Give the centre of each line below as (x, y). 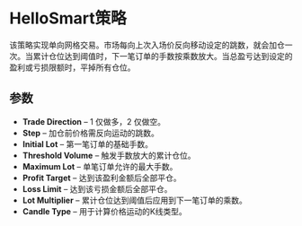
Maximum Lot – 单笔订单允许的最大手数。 (100, 166)
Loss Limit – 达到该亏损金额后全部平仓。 (97, 188)
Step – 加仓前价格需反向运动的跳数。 (90, 133)
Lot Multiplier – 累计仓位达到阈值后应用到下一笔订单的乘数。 (134, 200)
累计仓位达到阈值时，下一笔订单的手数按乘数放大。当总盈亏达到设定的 (163, 56)
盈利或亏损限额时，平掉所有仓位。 (72, 67)
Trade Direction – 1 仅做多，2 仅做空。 (94, 121)
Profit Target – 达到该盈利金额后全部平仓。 (102, 178)
